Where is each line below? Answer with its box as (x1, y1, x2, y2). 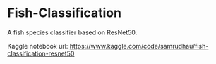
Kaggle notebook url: (7, 41, 68, 50)
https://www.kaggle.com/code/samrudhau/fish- (69, 41, 209, 50)
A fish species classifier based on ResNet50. (7, 28, 138, 37)
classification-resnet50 (7, 49, 75, 58)
